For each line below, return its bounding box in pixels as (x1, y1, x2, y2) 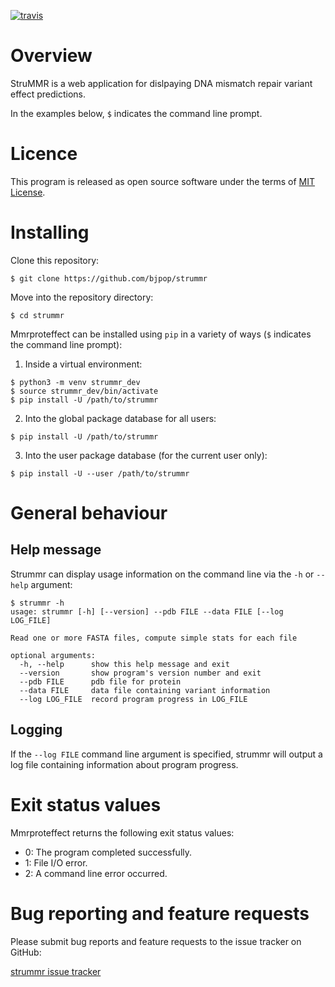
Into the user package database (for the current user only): (24, 449, 268, 461)
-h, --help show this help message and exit (19, 659, 230, 669)
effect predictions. (10, 88, 87, 100)
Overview (10, 45, 93, 67)
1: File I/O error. (24, 856, 88, 869)
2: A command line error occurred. (24, 867, 168, 879)
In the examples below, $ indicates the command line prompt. (10, 107, 263, 119)
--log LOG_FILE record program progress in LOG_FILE (19, 694, 248, 704)
